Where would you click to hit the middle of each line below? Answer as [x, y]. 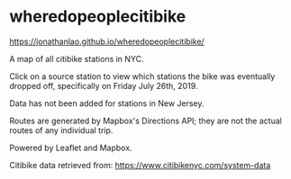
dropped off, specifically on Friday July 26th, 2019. [104, 85]
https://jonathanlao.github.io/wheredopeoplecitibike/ [107, 41]
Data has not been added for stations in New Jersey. [107, 103]
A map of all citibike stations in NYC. [77, 58]
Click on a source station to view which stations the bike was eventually [142, 76]
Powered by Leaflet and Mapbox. [71, 148]
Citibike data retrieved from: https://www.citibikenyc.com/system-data [140, 165]
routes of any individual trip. [61, 130]
